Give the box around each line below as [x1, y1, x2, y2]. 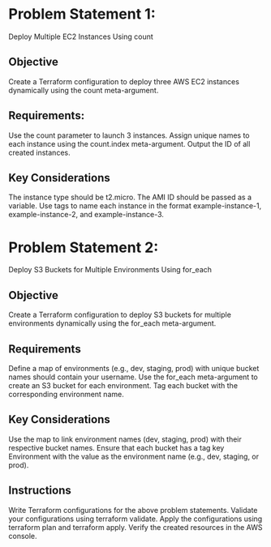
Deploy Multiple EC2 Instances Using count [8, 32, 154, 41]
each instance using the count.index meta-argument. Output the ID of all [8, 139, 251, 148]
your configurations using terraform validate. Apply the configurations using [8, 514, 263, 523]
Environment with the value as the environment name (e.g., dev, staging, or [8, 451, 260, 461]
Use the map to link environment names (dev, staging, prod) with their [8, 434, 242, 444]
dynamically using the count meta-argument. [8, 85, 159, 95]
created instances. [8, 147, 71, 157]
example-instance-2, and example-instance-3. [8, 210, 165, 220]
